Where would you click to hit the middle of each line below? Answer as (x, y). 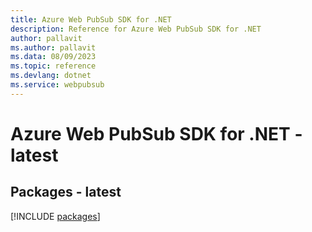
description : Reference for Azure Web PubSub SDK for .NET (136, 29)
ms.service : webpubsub (57, 85)
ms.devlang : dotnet (51, 76)
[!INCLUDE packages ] (55, 216)
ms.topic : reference (53, 66)
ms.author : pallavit (53, 47)
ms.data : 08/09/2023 (53, 57)
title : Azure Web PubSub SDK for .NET (91, 19)
